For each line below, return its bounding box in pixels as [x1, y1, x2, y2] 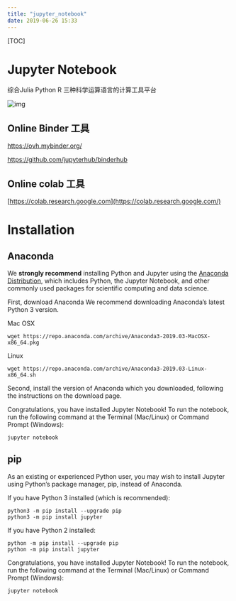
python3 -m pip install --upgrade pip [7, 507, 122, 514]
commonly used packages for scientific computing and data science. [7, 284, 209, 293]
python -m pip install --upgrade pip [7, 539, 119, 547]
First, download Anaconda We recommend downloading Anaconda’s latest [7, 298, 225, 306]
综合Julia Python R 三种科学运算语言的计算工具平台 [7, 86, 157, 94]
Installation [7, 222, 75, 238]
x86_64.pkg [7, 339, 40, 347]
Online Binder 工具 [7, 122, 90, 134]
